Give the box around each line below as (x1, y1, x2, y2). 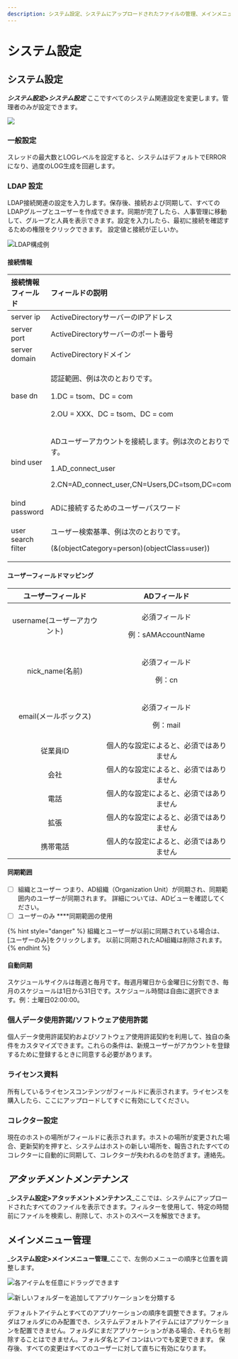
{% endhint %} (7, 943, 51, 952)
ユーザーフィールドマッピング (7, 572, 94, 580)
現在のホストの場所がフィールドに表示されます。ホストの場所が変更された (7, 1133, 225, 1142)
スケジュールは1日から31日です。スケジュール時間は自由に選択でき (19, 987, 214, 995)
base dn (11, 391, 38, 401)
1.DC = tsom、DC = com (50, 392, 133, 401)
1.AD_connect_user (50, 464, 115, 474)
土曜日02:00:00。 (31, 996, 84, 1004)
